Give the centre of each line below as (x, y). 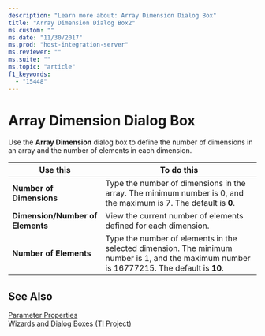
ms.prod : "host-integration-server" (68, 45)
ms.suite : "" (30, 60)
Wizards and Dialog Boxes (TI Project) (70, 323)
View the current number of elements (174, 216)
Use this (55, 170)
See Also (30, 296)
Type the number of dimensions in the (175, 184)
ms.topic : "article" (42, 67)
